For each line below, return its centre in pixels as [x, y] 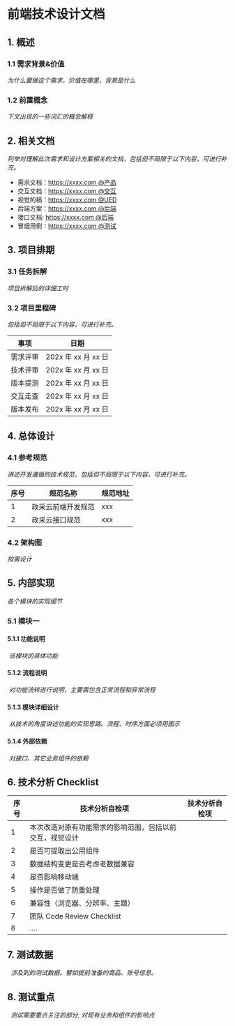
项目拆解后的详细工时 [38, 288]
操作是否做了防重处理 [65, 890]
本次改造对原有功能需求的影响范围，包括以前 [103, 827]
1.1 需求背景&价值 [36, 63]
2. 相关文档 [31, 141]
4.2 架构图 [25, 543]
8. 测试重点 [31, 997]
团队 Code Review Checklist [75, 916]
